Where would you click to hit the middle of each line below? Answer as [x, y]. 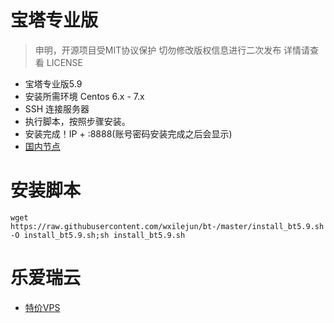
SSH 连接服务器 [57, 108]
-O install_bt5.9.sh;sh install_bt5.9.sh [98, 235]
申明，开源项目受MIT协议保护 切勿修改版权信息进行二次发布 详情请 [172, 50]
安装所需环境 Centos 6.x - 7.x [84, 96]
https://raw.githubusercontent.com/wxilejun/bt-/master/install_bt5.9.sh [167, 226]
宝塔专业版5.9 [53, 83]
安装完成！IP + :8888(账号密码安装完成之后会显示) [128, 133]
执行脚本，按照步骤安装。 [77, 121]
